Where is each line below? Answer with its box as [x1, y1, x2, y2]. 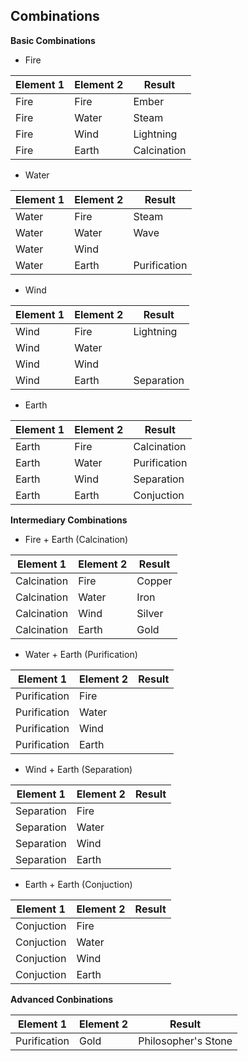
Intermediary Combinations [10, 514, 128, 526]
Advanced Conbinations [10, 993, 114, 1005]
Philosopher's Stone [138, 1034, 233, 1048]
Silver [136, 606, 164, 620]
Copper [136, 574, 173, 588]
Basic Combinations [10, 34, 96, 46]
